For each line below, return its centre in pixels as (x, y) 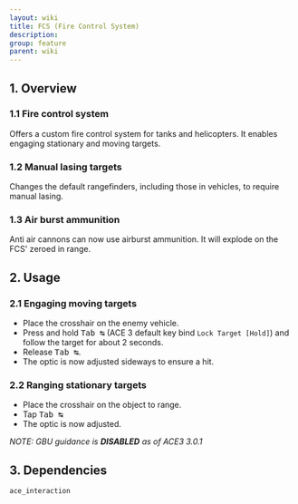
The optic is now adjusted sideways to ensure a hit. (118, 362)
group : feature (38, 43)
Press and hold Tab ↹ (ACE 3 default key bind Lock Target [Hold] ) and (156, 333)
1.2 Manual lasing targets (66, 167)
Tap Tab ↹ (43, 414)
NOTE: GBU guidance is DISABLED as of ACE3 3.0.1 (106, 441)
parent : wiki (34, 52)
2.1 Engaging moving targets (73, 303)
